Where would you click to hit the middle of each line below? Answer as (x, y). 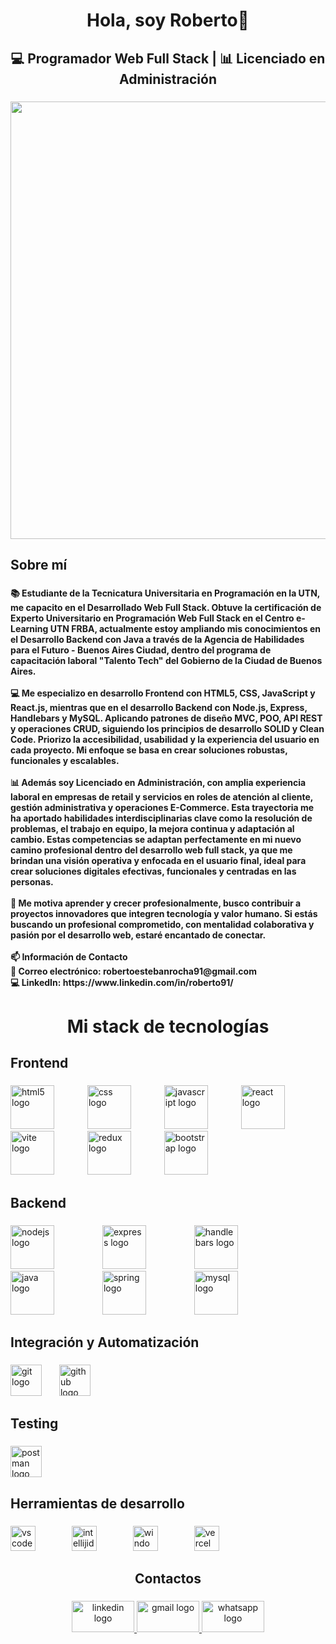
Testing (34, 1424)
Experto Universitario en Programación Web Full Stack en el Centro (152, 618)
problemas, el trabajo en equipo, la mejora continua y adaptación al (152, 828)
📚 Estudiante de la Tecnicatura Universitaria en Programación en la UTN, (165, 593)
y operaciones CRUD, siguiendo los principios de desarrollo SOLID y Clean (167, 728)
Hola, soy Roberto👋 (168, 20)
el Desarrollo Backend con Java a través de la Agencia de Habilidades (157, 639)
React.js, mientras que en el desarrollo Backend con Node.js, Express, (159, 707)
